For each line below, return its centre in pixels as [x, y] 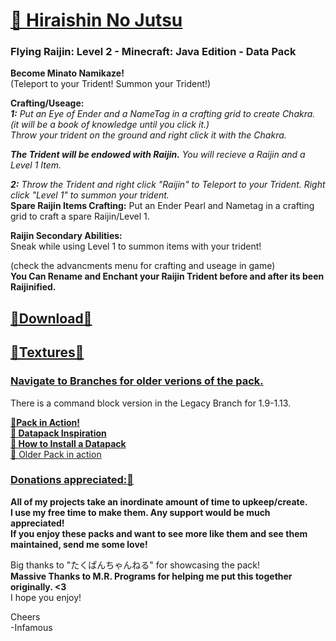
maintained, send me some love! [79, 544]
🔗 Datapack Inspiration [58, 433]
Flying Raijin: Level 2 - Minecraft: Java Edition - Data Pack [153, 52]
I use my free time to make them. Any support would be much [140, 512]
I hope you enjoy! [46, 597]
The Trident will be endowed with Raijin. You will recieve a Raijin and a [158, 155]
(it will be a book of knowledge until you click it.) [110, 125]
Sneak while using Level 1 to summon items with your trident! [136, 246]
